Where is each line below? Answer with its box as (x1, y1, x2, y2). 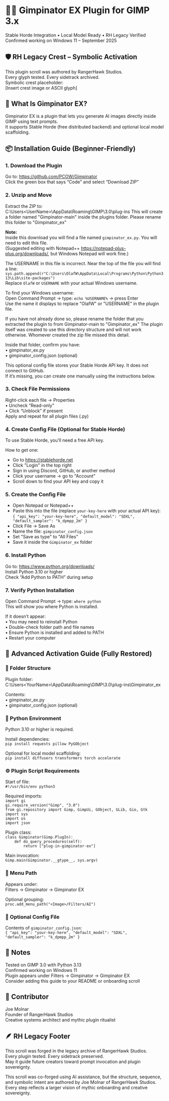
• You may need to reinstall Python (5, 619, 78, 625)
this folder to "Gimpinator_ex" (5, 219, 67, 225)
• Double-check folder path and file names (5, 624, 94, 630)
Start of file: (5, 779, 30, 785)
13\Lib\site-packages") (5, 275, 55, 280)
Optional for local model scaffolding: (5, 750, 81, 756)
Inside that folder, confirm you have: (5, 342, 81, 348)
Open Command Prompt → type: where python (5, 598, 101, 604)
